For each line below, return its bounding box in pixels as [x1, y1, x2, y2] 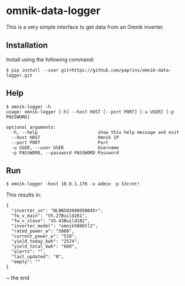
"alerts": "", [11, 249, 46, 255]
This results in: [6, 191, 42, 198]
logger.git [6, 72, 33, 78]
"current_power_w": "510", [11, 233, 77, 239]
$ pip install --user [6, 67, 59, 73]
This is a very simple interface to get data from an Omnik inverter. [6, 23, 165, 30]
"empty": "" [11, 259, 41, 265]
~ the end [6, 274, 30, 281]
